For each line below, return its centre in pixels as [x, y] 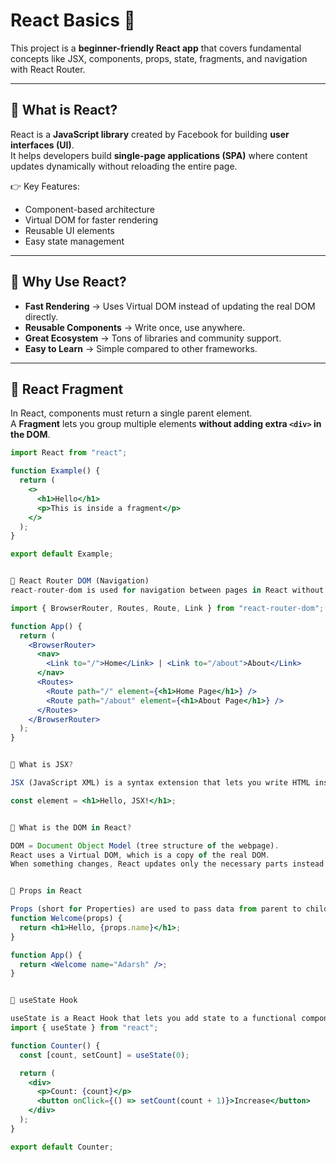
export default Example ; [62, 554]
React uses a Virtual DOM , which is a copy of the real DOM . [140, 855]
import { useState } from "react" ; [84, 1028]
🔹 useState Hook [44, 1000]
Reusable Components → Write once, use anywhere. [135, 327]
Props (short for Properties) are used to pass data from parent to [156, 909]
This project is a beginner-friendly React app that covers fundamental [156, 48]
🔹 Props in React [46, 891]
